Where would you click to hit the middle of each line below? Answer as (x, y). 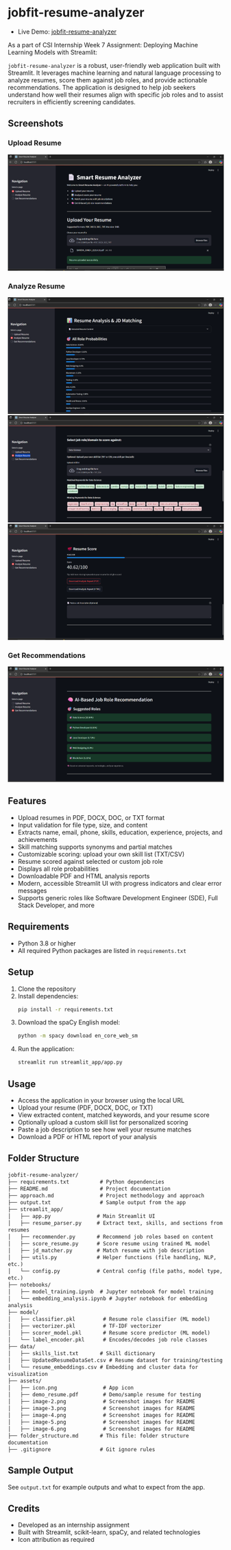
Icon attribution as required (56, 1540)
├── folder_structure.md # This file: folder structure (98, 1435)
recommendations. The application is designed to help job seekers (102, 87)
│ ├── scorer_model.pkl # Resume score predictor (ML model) (109, 1332)
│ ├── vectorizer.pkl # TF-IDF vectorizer (85, 1326)
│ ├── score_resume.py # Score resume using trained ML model (109, 1243)
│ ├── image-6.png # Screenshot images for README (101, 1429)
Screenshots (36, 124)
